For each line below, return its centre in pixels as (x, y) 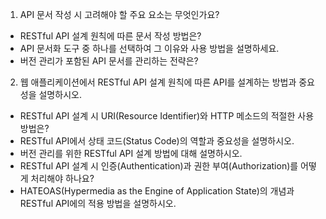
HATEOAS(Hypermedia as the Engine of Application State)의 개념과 (157, 191)
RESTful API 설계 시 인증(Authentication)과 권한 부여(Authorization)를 (159, 166)
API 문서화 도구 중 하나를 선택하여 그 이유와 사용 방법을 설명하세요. (149, 48)
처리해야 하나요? (62, 178)
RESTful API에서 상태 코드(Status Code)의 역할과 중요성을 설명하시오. (157, 141)
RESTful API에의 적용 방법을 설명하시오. (98, 203)
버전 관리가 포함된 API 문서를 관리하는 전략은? (109, 61)
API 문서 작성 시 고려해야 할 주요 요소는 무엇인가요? (119, 14)
